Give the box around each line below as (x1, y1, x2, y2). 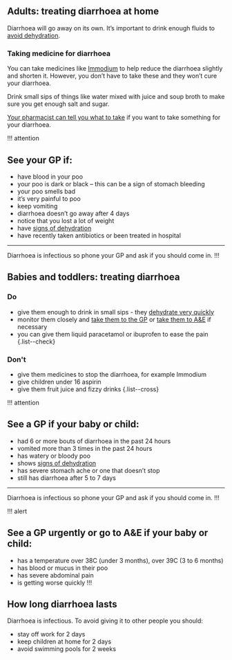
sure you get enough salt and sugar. (7, 100, 110, 108)
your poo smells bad (17, 187, 76, 195)
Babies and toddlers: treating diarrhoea (7, 271, 180, 283)
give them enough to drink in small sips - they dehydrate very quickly (17, 307, 215, 316)
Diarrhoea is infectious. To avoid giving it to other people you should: (7, 616, 204, 625)
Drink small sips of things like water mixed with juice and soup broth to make (7, 93, 225, 101)
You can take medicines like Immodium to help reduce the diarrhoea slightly (7, 64, 223, 73)
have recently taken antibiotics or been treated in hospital (17, 231, 182, 240)
